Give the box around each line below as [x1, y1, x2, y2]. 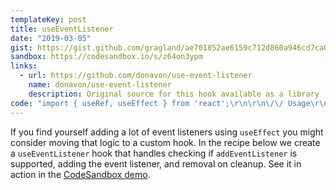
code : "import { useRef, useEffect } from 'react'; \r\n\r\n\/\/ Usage [10, 98, 311, 108]
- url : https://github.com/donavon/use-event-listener [19, 71, 253, 81]
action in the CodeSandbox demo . [10, 168, 151, 180]
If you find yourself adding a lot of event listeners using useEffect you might [10, 126, 324, 138]
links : [10, 61, 38, 71]
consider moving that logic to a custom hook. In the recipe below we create [10, 136, 321, 148]
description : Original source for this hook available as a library [28, 89, 320, 99]
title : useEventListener [10, 24, 114, 34]
